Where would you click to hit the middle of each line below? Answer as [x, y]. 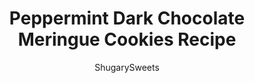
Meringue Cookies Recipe [127, 39]
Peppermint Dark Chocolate [127, 18]
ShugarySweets [127, 67]
